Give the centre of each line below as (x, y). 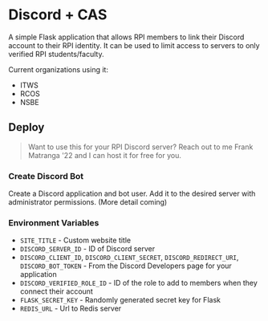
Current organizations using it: (58, 69)
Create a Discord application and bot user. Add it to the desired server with (132, 193)
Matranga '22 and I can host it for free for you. (105, 155)
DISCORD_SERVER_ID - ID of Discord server (87, 249)
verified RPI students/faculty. (56, 54)
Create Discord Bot (46, 176)
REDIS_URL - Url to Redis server (71, 309)
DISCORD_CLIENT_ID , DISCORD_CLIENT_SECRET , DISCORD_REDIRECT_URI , (129, 258)
